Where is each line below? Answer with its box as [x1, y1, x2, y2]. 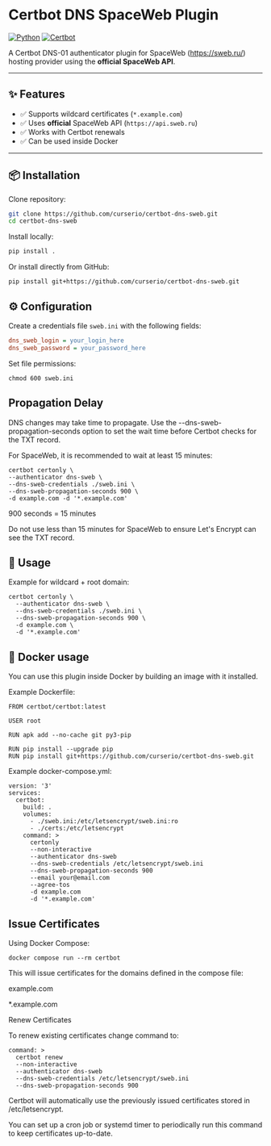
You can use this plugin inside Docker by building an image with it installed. [8, 671, 258, 681]
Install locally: [8, 232, 54, 241]
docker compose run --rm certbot [8, 954, 121, 962]
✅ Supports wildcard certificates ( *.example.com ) [19, 109, 183, 119]
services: [8, 789, 42, 797]
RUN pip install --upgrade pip [8, 745, 114, 754]
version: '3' [8, 782, 52, 790]
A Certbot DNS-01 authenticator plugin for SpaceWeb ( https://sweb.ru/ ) [8, 48, 246, 57]
